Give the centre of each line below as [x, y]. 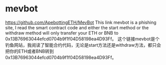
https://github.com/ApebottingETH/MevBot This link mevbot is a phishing [81, 22]
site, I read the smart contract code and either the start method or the [77, 27]
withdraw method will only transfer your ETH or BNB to [62, 33]
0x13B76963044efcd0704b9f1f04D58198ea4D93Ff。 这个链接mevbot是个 [82, 39]
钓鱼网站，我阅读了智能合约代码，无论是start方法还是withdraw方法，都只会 [83, 45]
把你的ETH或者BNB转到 [30, 51]
